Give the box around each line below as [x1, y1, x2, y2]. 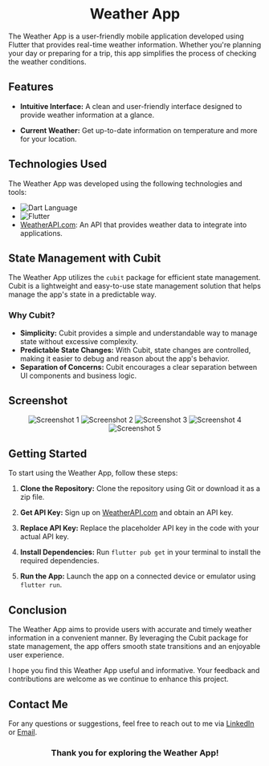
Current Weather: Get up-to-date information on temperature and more [19, 125, 259, 135]
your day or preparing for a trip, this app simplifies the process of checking [8, 48, 257, 58]
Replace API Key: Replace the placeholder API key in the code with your [19, 523, 259, 533]
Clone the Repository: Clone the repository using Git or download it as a [19, 484, 261, 493]
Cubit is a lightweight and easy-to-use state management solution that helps [8, 282, 261, 291]
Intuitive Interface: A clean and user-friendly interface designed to [19, 101, 243, 111]
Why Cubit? [8, 310, 55, 321]
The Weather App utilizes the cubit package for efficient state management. [8, 273, 261, 282]
